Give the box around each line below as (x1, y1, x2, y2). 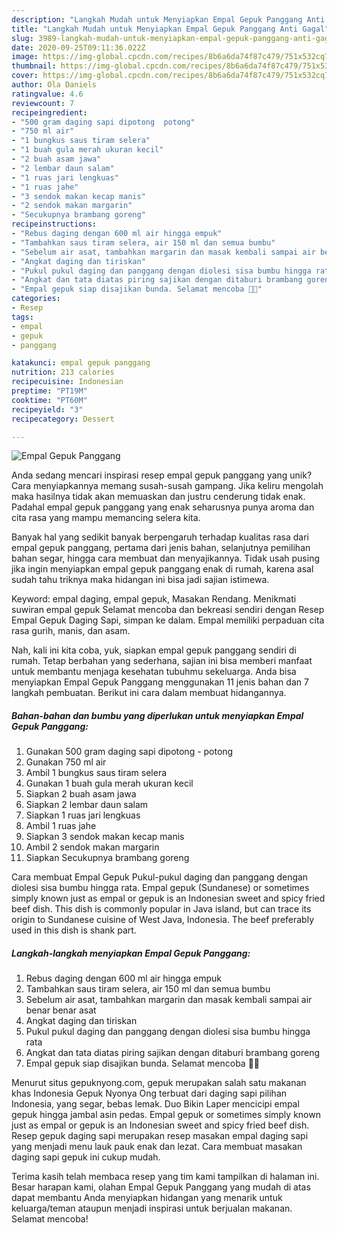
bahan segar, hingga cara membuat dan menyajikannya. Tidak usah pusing (11, 552, 320, 565)
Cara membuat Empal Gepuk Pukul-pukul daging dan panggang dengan (11, 871, 309, 883)
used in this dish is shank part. (11, 924, 137, 936)
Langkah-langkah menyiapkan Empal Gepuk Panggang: (11, 947, 251, 959)
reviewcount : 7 (11, 98, 75, 108)
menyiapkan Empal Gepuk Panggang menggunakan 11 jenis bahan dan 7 (11, 676, 309, 688)
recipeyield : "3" (11, 404, 84, 415)
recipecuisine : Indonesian (11, 377, 124, 387)
